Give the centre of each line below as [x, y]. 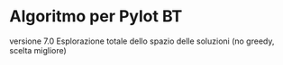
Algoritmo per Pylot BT [96, 16]
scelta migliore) [38, 50]
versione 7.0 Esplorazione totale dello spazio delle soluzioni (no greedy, [142, 41]
